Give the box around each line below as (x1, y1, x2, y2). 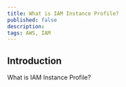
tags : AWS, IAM (7, 29, 51, 37)
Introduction (7, 55, 62, 66)
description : (7, 23, 45, 30)
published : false (7, 17, 57, 23)
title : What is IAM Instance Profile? (7, 10, 119, 17)
